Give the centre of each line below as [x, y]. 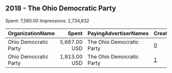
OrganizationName [31, 33]
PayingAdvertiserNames [118, 33]
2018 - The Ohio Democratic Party [61, 8]
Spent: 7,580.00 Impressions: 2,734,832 [47, 20]
